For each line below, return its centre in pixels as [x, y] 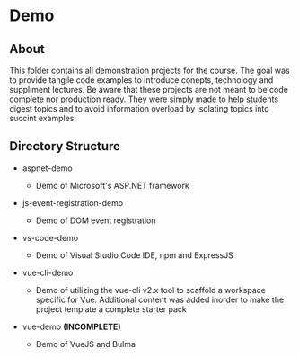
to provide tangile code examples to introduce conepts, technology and [141, 80]
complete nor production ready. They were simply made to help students [144, 99]
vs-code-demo [50, 237]
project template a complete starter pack [111, 309]
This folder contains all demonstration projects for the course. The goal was [149, 70]
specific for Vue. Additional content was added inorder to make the [160, 299]
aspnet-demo [48, 168]
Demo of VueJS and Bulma [86, 344]
